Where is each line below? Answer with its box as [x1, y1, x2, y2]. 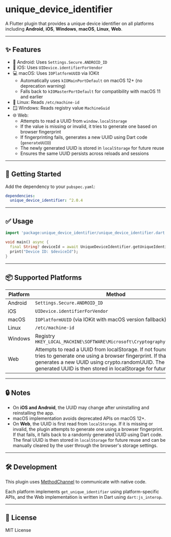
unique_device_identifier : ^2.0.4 [10, 198, 83, 203]
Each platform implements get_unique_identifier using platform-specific [5, 488, 159, 495]
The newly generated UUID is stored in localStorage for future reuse [20, 145, 164, 151]
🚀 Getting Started [5, 170, 62, 179]
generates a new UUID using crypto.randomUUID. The [35, 359, 165, 366]
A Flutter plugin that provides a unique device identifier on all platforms [5, 20, 154, 26]
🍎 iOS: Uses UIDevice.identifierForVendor [12, 64, 103, 70]
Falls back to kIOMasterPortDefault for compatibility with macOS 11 [20, 88, 161, 94]
